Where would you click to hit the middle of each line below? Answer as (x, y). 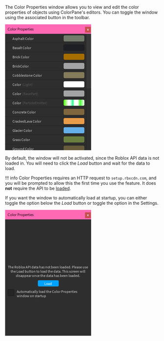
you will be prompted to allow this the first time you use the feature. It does (81, 183)
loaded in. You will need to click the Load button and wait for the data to (78, 163)
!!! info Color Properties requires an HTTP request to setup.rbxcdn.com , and (81, 178)
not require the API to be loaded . (38, 188)
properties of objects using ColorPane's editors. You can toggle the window (82, 12)
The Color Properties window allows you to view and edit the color (72, 7)
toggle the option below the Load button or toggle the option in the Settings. (82, 203)
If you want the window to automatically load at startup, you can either (76, 198)
